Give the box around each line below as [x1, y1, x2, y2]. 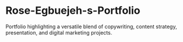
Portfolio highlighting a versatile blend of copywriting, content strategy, [5, 23, 177, 30]
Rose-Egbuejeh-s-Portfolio [5, 4, 141, 17]
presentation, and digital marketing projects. [5, 29, 113, 36]
